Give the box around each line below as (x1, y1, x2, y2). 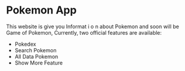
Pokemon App (6, 4, 77, 17)
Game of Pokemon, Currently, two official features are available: (6, 29, 162, 36)
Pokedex (14, 40, 37, 48)
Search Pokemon (14, 46, 57, 53)
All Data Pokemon (14, 53, 59, 60)
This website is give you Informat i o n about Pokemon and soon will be (6, 23, 179, 30)
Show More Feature (14, 59, 63, 66)
